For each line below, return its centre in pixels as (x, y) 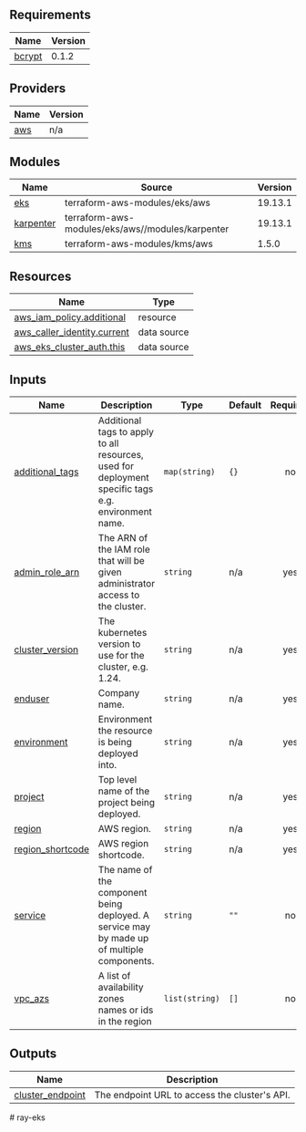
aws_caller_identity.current (72, 332)
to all (108, 443)
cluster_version (46, 649)
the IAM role (124, 549)
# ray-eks (27, 1117)
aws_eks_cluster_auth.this (70, 348)
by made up (123, 939)
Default (245, 405)
